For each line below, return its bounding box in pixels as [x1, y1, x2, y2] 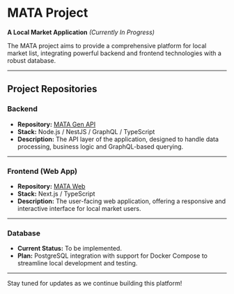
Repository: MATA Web [17, 182, 86, 190]
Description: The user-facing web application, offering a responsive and [17, 197, 226, 205]
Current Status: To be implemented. [17, 244, 122, 253]
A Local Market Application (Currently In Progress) [7, 28, 155, 36]
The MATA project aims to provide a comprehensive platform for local [7, 41, 207, 50]
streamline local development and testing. [17, 259, 138, 267]
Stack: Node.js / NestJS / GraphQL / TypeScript [17, 127, 155, 135]
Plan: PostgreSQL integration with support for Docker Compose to [17, 251, 208, 260]
